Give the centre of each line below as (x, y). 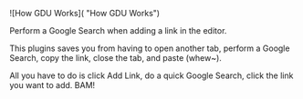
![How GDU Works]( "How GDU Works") (85, 13)
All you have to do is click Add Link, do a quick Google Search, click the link (151, 75)
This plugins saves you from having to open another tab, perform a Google (150, 48)
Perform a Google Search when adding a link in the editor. (118, 30)
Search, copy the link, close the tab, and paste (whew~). (115, 58)
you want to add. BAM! (52, 85)
